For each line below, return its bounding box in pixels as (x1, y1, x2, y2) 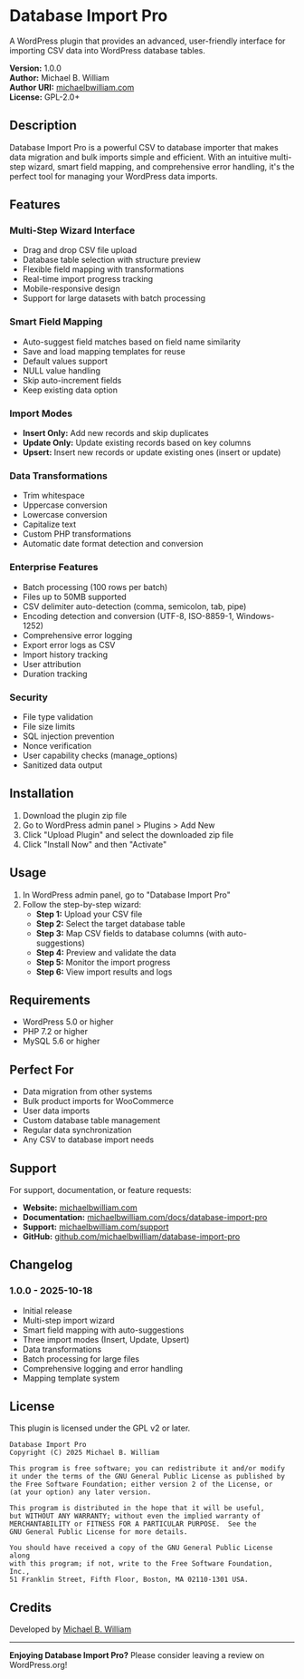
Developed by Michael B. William (9, 1624, 132, 1635)
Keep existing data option (22, 384, 119, 395)
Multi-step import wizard (22, 1315, 115, 1325)
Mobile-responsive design (22, 283, 120, 295)
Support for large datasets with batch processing (22, 293, 206, 304)
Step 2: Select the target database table (35, 917, 185, 929)
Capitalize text (22, 519, 77, 530)
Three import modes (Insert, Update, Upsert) (22, 1334, 190, 1344)
